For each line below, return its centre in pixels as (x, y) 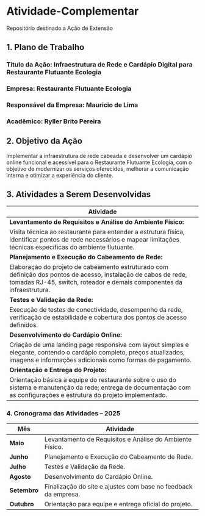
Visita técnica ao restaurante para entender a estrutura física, (97, 232)
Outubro (22, 504)
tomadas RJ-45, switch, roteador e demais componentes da (96, 282)
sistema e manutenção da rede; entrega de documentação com (100, 387)
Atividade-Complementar (73, 11)
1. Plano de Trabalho (45, 47)
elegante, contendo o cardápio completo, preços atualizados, (97, 352)
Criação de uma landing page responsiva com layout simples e (99, 345)
